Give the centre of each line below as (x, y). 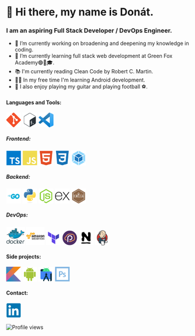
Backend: (18, 177)
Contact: (17, 293)
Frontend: (19, 139)
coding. (24, 50)
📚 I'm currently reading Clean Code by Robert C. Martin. (84, 72)
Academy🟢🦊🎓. (35, 63)
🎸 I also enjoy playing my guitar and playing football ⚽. (81, 87)
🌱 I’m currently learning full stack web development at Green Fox (94, 56)
